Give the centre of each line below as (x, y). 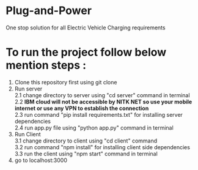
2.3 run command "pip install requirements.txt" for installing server (98, 114)
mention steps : (46, 65)
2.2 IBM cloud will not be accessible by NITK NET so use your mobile (103, 102)
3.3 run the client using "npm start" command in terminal (86, 153)
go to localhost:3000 (41, 160)
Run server (28, 89)
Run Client (28, 134)
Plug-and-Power (49, 11)
